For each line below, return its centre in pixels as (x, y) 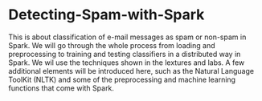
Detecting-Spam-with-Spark (106, 15)
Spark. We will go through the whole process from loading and (112, 45)
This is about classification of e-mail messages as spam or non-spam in (127, 37)
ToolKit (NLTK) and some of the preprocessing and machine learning (122, 79)
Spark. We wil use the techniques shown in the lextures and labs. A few (127, 63)
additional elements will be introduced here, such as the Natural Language (131, 71)
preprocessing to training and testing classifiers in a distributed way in (125, 54)
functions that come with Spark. (61, 88)
